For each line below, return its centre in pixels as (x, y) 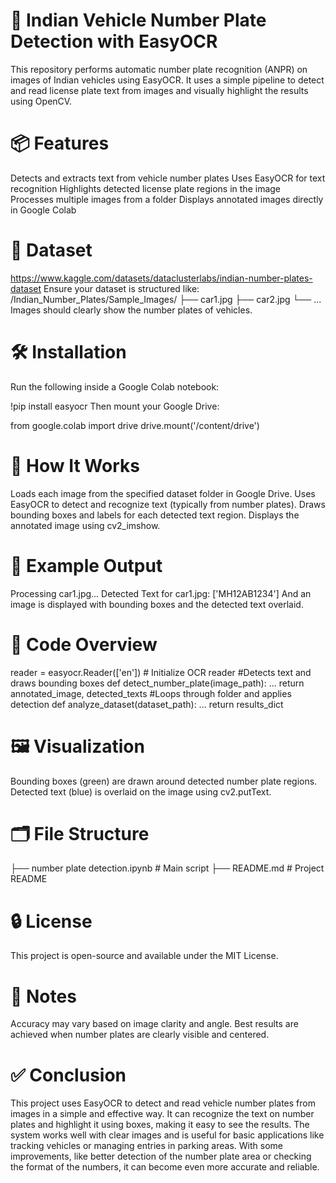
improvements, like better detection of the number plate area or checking (161, 1156)
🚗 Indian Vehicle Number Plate (138, 20)
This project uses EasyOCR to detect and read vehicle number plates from (163, 1103)
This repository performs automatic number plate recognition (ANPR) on (159, 69)
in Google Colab (43, 210)
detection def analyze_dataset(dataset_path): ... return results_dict (147, 704)
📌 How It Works (75, 465)
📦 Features (60, 143)
